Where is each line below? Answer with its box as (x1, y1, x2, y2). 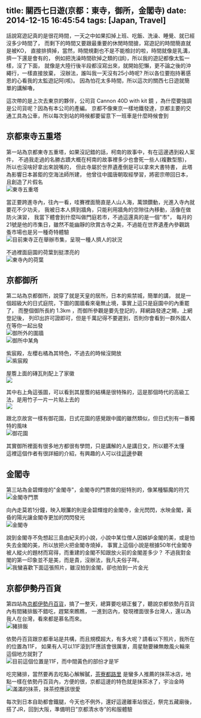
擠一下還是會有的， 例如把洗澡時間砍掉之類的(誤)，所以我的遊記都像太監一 (6, 54, 190, 62)
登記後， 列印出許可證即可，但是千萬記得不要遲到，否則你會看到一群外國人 (6, 315, 191, 322)
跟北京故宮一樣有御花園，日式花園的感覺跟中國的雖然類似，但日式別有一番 (6, 415, 190, 422)
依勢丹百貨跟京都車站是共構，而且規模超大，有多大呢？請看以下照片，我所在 (6, 635, 195, 643)
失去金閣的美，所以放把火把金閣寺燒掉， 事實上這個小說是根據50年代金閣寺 (6, 541, 193, 549)
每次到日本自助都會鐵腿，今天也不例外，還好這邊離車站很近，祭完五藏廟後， (6, 698, 195, 705)
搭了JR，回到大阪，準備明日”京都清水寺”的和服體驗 (6, 705, 133, 713)
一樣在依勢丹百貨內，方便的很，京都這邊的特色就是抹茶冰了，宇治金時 (11, 678, 184, 685)
